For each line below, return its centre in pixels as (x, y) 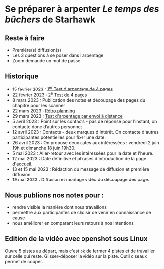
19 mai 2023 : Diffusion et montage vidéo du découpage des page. (81, 179)
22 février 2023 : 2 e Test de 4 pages (50, 94)
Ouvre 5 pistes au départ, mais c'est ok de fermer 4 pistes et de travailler (80, 251)
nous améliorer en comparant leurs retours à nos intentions (73, 223)
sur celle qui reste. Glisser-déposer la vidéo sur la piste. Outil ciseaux (76, 256)
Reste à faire (25, 38)
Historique (22, 76)
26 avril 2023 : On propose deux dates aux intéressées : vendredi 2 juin (85, 143)
